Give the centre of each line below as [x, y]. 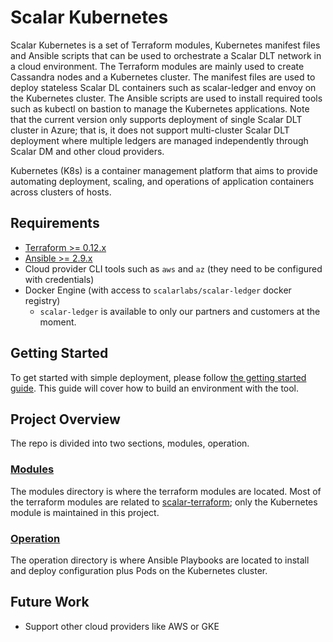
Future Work [50, 602]
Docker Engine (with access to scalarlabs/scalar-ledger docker [158, 290]
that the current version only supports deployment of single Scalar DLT [156, 119]
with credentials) [59, 279]
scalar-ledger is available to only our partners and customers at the [180, 311]
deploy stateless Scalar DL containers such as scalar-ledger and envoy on [163, 87]
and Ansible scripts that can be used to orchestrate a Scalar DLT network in [166, 55]
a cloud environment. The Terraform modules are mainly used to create [157, 66]
